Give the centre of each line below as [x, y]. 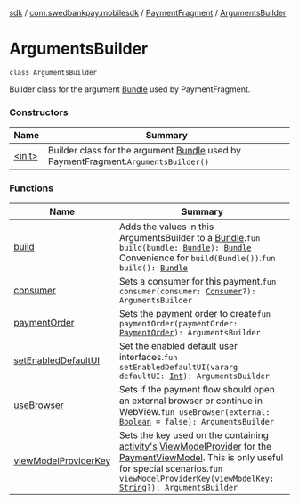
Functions [31, 188]
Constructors [39, 112]
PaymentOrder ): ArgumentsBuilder [190, 332]
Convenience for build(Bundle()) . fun [197, 258]
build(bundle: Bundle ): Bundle [185, 248]
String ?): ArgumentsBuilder [178, 487]
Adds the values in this [166, 227]
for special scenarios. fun [171, 468]
